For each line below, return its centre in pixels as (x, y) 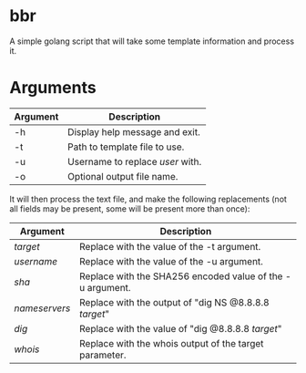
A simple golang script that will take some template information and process (152, 41)
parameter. (102, 355)
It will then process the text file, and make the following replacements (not (148, 199)
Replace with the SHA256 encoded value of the (181, 276)
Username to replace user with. (135, 161)
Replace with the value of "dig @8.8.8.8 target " (180, 328)
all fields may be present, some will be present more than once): (130, 208)
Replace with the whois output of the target (171, 343)
